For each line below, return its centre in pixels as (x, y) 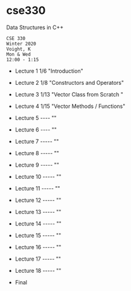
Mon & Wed (19, 54)
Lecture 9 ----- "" (37, 165)
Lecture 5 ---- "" (36, 118)
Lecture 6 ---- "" (36, 129)
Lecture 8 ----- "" (37, 153)
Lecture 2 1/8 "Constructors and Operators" (69, 82)
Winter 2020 (21, 44)
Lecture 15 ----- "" (38, 235)
